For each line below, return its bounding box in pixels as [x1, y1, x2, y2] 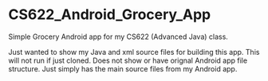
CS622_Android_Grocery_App [8, 6, 211, 24]
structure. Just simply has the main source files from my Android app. [8, 64, 238, 73]
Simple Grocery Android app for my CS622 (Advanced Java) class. [8, 32, 229, 41]
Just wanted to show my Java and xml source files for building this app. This [8, 47, 260, 56]
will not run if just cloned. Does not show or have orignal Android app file [8, 56, 248, 65]
